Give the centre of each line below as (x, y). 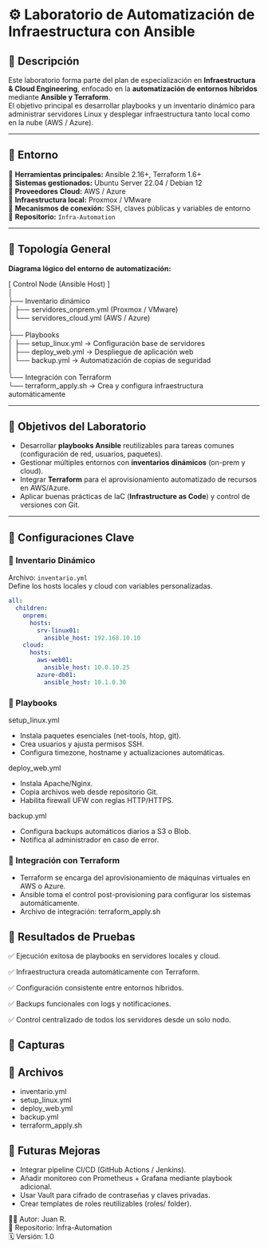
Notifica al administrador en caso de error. (89, 840)
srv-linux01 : (59, 630)
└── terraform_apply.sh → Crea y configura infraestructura (106, 385)
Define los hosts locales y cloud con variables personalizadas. (110, 586)
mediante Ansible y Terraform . (59, 97)
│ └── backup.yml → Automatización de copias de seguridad (110, 360)
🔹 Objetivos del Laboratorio (77, 427)
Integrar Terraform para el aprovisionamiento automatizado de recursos (138, 479)
